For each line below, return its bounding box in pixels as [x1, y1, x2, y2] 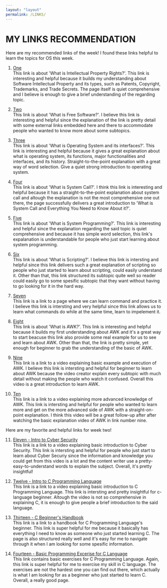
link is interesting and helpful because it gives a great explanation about [12, 148, 160, 154]
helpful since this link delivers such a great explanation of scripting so [12, 262, 156, 268]
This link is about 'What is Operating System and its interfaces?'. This [12, 143, 155, 149]
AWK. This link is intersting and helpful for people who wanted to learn [12, 402, 158, 408]
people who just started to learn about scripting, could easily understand [12, 267, 162, 273]
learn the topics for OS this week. [5, 55, 74, 61]
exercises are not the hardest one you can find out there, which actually [12, 567, 160, 573]
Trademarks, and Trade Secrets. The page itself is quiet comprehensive [12, 86, 160, 92]
